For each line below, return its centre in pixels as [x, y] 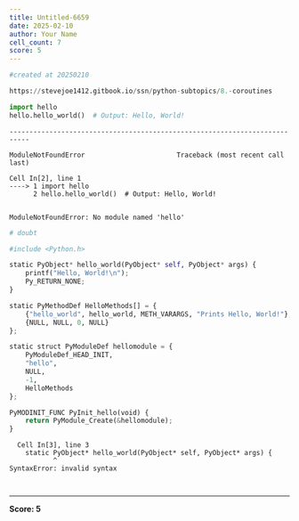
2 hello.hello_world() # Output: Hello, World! [125, 194]
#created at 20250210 [49, 75]
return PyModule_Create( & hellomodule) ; [99, 421]
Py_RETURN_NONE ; [56, 281]
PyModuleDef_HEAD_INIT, [69, 355]
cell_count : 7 [36, 42]
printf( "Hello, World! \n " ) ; [77, 273]
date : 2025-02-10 [41, 26]
